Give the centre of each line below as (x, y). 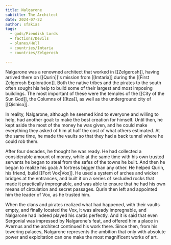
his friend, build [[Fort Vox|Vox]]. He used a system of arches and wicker (82, 173)
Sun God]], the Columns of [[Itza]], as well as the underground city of (78, 99)
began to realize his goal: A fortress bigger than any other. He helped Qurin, (85, 167)
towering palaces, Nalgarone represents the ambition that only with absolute (86, 231)
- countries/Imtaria (32, 48)
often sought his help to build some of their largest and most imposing (79, 88)
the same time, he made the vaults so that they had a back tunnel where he (84, 136)
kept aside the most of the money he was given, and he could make (76, 125)
